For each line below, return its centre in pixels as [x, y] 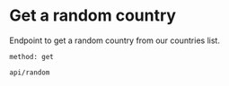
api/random [30, 73]
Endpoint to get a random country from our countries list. [114, 40]
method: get [31, 56]
